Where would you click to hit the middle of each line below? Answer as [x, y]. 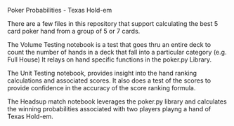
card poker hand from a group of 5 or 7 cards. [74, 31]
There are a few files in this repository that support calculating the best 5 [113, 23]
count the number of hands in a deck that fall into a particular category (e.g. [117, 52]
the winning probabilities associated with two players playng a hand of [109, 109]
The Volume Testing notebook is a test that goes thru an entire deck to [109, 44]
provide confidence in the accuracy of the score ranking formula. [102, 88]
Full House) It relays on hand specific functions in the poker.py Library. [110, 59]
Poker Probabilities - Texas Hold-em [60, 10]
